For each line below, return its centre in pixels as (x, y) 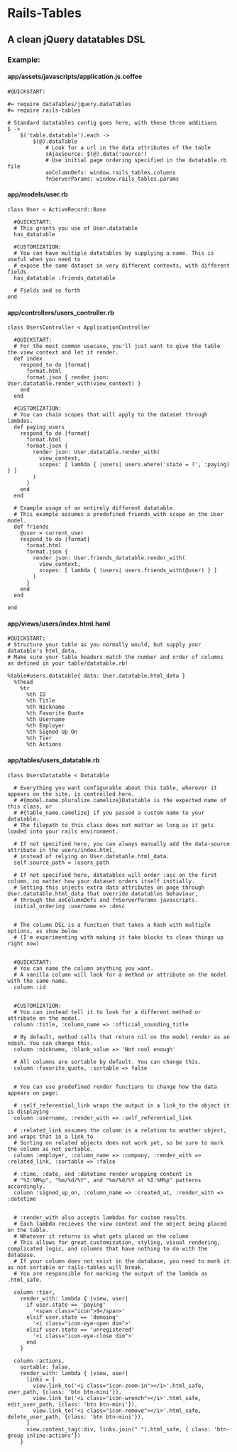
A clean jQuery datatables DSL (76, 40)
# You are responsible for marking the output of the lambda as (111, 1273)
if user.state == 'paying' (66, 1305)
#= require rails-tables (44, 110)
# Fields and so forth (47, 290)
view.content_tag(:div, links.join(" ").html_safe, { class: (118, 1429)
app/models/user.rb (38, 194)
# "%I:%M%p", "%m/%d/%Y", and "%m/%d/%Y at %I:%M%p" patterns (108, 1180)
